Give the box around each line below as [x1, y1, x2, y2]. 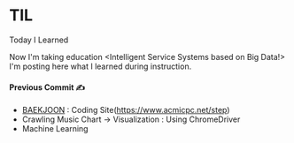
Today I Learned [9, 34, 69, 45]
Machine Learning [21, 124, 89, 134]
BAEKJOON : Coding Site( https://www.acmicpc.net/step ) [21, 105, 230, 116]
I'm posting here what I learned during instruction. [9, 61, 192, 71]
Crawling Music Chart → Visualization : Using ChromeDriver [21, 114, 241, 124]
